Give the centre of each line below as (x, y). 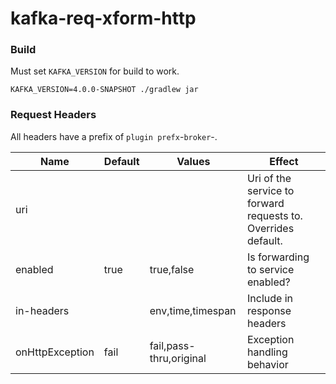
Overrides (270, 228)
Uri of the (269, 178)
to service (270, 269)
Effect (284, 161)
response (269, 310)
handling (267, 352)
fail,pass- (172, 345)
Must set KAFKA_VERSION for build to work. (95, 71)
